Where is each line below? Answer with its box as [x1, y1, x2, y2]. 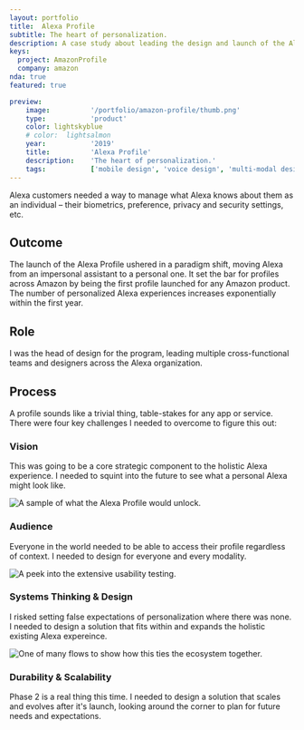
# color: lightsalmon [25, 131, 111, 141]
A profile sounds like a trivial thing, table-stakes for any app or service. [9, 407, 273, 418]
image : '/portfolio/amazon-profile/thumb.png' [25, 105, 242, 114]
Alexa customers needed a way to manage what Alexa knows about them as [9, 190, 294, 200]
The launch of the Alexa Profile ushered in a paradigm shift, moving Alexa [9, 259, 283, 270]
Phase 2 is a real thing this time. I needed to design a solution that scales [9, 691, 281, 703]
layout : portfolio [9, 13, 79, 23]
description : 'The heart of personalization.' [25, 156, 217, 165]
